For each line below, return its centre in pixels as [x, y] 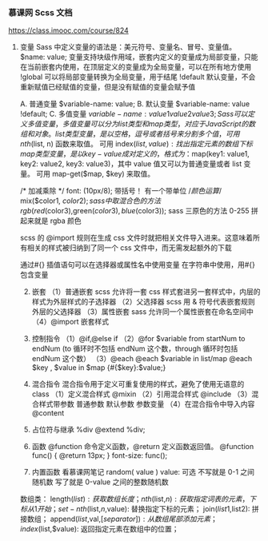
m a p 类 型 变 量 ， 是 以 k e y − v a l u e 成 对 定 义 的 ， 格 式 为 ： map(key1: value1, [134, 154]
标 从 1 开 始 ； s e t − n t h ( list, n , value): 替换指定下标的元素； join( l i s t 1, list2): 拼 [139, 509]
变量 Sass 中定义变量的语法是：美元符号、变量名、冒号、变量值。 [128, 47]
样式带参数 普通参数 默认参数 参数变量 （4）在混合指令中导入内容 [147, 404]
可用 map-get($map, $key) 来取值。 [95, 174]
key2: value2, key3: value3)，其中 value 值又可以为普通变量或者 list [131, 164]
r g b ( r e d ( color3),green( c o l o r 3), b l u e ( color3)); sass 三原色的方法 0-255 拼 [139, 211]
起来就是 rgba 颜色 [50, 221]
